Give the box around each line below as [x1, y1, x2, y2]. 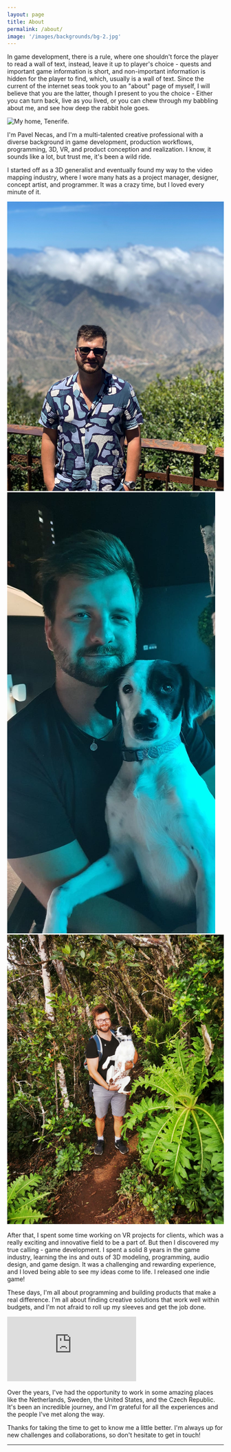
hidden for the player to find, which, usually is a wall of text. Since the [7, 74, 204, 83]
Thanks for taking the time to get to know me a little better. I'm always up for [7, 1424, 223, 1432]
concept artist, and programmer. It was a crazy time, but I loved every [7, 181, 205, 189]
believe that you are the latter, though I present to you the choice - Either [7, 90, 213, 98]
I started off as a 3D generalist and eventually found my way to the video [7, 166, 213, 174]
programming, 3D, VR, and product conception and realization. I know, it [7, 145, 212, 154]
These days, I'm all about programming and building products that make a [7, 1289, 217, 1297]
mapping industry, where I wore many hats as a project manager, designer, [7, 173, 219, 182]
